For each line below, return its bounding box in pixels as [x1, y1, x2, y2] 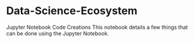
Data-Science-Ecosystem [6, 4, 138, 18]
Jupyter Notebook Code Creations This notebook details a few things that [6, 24, 188, 31]
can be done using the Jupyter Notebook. [6, 29, 110, 37]
